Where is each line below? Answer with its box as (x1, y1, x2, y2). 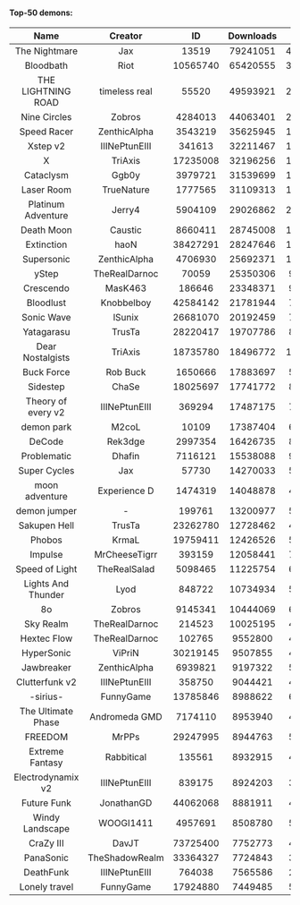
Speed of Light (15, 563, 78, 576)
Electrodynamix (13, 771, 79, 783)
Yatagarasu (21, 326, 71, 338)
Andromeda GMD (88, 711, 162, 723)
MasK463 (104, 282, 147, 295)
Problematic (21, 450, 72, 463)
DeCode (29, 435, 64, 448)
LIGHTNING (21, 85, 71, 98)
